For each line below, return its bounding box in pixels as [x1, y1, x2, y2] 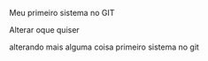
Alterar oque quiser [9, 25, 80, 34]
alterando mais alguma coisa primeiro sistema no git [9, 42, 199, 52]
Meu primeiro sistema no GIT [9, 8, 115, 18]
